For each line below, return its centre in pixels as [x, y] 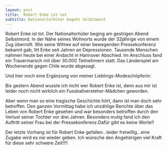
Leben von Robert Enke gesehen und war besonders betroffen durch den [82, 111]
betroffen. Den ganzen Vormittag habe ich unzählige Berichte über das [79, 106]
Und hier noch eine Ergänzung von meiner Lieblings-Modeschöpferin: [78, 76]
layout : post [19, 10]
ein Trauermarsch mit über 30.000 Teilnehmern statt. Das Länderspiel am [82, 61]
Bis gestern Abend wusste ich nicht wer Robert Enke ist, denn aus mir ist [81, 86]
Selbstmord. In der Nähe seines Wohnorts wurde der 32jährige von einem [82, 39]
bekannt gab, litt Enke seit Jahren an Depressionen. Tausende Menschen [82, 50]
